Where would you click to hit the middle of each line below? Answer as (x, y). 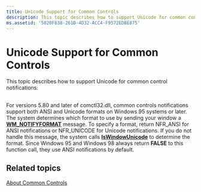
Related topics (33, 168)
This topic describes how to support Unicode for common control (87, 82)
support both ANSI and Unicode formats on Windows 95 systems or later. (97, 112)
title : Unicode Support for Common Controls (63, 12)
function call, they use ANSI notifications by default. (70, 149)
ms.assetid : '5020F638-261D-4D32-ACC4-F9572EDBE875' (73, 23)
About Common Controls (37, 182)
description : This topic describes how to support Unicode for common (96, 17)
